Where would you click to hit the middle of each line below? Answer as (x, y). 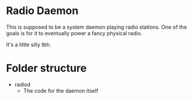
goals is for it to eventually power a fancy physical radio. (74, 33)
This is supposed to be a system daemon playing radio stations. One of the (97, 27)
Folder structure (46, 68)
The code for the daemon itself (61, 91)
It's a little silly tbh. (29, 45)
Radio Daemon (42, 11)
